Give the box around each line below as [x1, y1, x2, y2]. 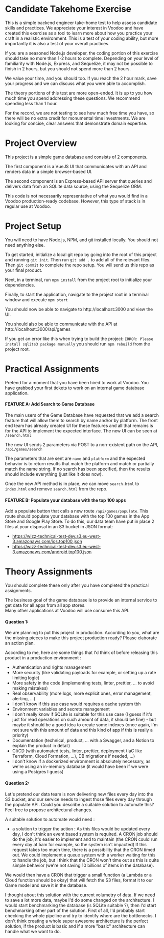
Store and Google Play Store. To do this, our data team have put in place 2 [5, 518, 155, 524]
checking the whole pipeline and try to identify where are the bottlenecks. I [5, 912, 157, 918]
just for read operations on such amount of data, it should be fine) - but [12, 716, 156, 723]
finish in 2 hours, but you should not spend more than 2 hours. [5, 65, 131, 72]
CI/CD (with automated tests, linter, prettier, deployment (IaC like [12, 748, 142, 754]
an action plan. [5, 640, 35, 646]
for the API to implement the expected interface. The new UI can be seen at [5, 427, 158, 433]
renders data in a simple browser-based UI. [5, 169, 93, 174]
